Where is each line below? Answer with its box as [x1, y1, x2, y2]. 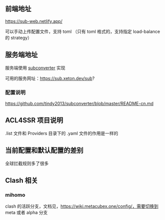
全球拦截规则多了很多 [5, 160, 49, 166]
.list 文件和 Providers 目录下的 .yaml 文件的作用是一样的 [5, 130, 118, 136]
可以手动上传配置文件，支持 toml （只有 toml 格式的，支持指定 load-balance [5, 28, 160, 34]
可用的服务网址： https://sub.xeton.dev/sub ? [5, 75, 95, 81]
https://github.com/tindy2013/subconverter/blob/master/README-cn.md [5, 100, 154, 106]
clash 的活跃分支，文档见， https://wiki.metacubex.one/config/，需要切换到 [5, 203, 159, 210]
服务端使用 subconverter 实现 [5, 65, 65, 71]
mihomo [5, 191, 26, 198]
